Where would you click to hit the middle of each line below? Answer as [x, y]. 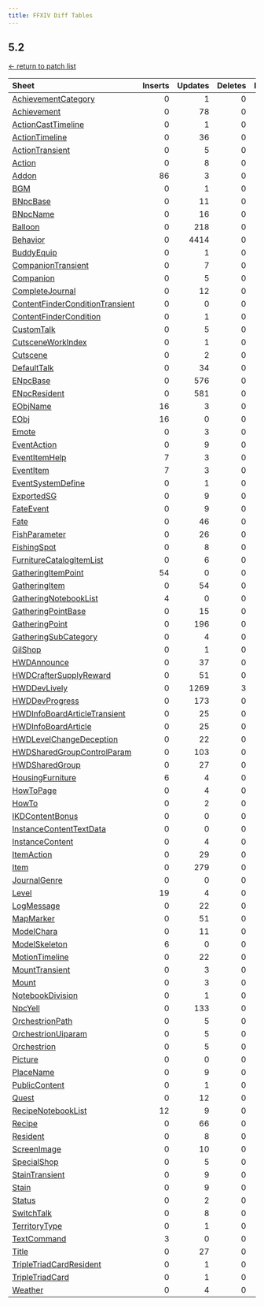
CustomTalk [34, 329]
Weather [28, 1290]
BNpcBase [31, 202]
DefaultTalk [33, 368]
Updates [193, 86]
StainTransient [38, 1175]
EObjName [32, 407]
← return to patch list [42, 66]
